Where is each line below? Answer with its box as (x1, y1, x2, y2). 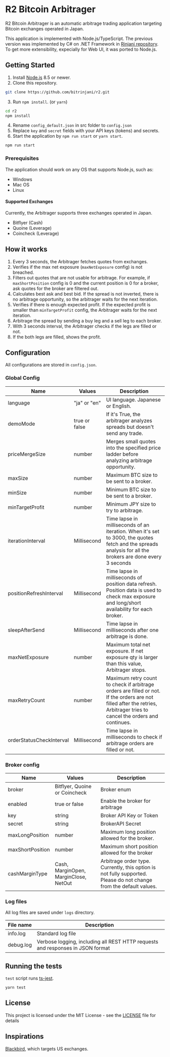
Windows (12, 176, 32, 182)
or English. (106, 402, 132, 410)
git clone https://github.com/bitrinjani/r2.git (5, 90, 110, 95)
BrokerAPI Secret (100, 820, 142, 827)
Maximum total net (106, 641, 150, 648)
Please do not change (100, 876, 153, 883)
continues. (106, 719, 132, 726)
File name (8, 921, 32, 928)
